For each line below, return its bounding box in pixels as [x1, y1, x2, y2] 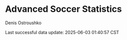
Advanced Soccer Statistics [5, 3, 122, 15]
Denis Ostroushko [5, 20, 42, 26]
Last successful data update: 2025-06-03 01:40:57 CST [5, 29, 120, 35]
